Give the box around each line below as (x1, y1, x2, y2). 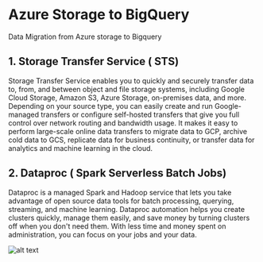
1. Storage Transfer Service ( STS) (8, 55, 180, 68)
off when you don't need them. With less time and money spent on (8, 221, 226, 231)
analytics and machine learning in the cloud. (8, 143, 153, 152)
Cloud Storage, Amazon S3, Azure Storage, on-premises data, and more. (8, 93, 247, 102)
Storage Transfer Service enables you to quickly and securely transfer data (8, 75, 254, 85)
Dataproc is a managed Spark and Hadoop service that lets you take (8, 187, 232, 197)
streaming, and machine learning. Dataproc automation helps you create (8, 204, 245, 214)
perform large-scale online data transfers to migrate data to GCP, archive (8, 126, 248, 136)
